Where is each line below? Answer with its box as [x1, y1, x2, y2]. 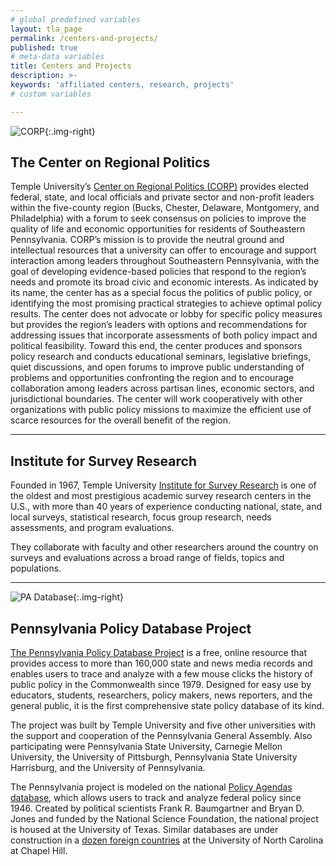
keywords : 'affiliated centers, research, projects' [10, 80, 235, 90]
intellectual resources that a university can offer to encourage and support [10, 244, 317, 256]
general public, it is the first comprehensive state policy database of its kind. [10, 700, 325, 712]
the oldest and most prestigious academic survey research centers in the [10, 490, 312, 502]
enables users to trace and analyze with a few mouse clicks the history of [10, 668, 313, 680]
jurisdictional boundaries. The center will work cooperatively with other [10, 393, 303, 405]
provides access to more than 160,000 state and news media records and [10, 657, 313, 670]
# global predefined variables [10, 14, 141, 25]
